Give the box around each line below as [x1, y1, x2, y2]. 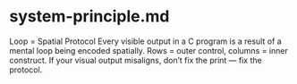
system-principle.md [9, 6, 170, 27]
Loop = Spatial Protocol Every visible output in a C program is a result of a [9, 36, 282, 46]
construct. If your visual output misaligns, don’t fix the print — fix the [9, 55, 262, 65]
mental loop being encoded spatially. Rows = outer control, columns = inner [9, 45, 289, 55]
